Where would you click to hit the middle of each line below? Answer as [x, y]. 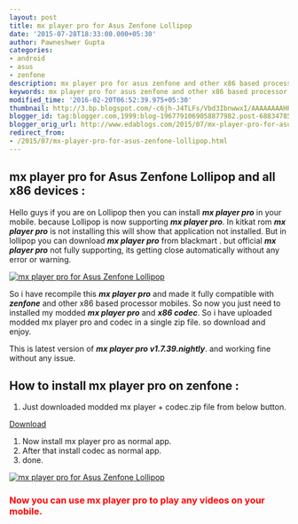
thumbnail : [29, 108]
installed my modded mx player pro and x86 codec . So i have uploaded [141, 312]
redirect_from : [37, 133]
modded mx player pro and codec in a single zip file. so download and [137, 322]
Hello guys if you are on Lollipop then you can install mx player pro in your [145, 212]
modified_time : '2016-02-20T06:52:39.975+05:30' [101, 100]
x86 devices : [47, 191]
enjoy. [20, 331]
